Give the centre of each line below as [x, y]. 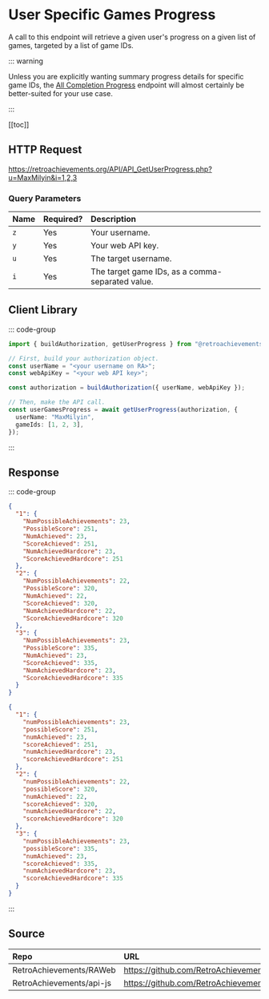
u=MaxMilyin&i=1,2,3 [43, 177]
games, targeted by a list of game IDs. [71, 45]
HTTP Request [45, 150]
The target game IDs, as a [139, 272]
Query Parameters [45, 198]
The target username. [131, 259]
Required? [63, 220]
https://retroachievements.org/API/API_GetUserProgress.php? [110, 169]
